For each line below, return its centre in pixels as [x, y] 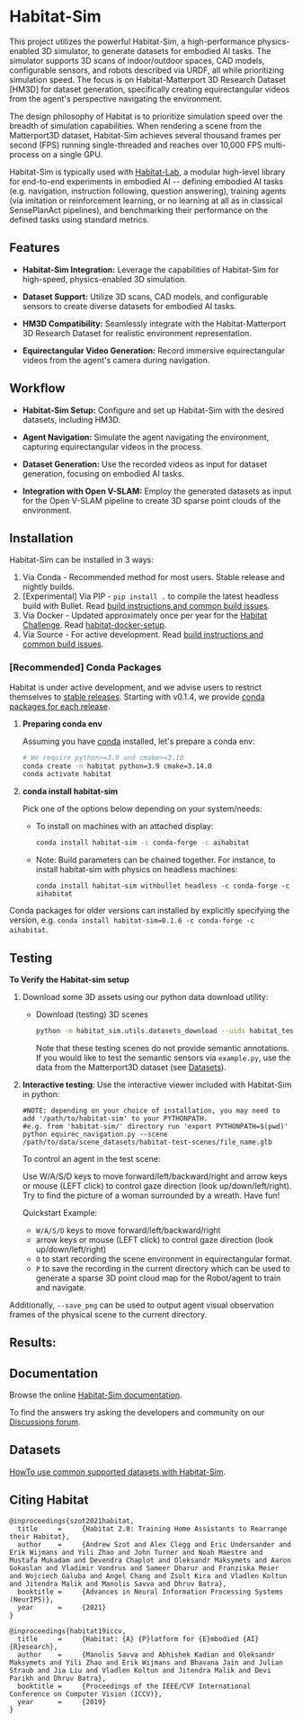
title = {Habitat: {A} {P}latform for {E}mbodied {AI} [138, 1638]
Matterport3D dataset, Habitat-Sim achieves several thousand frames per [145, 135]
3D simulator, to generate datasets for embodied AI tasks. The [156, 50]
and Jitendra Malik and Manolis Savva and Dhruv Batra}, [118, 1584]
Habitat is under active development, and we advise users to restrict [136, 687]
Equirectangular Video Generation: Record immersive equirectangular [154, 350]
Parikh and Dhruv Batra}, [58, 1678]
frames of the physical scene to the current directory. [108, 1314]
